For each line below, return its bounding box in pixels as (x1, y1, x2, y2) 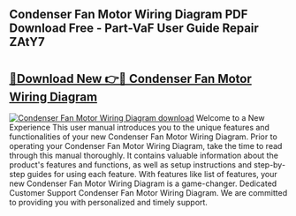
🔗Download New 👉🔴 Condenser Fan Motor (9, 71, 252, 86)
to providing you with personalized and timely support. (9, 197, 208, 207)
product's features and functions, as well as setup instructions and (9, 160, 252, 170)
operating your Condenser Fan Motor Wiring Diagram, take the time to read (9, 141, 283, 151)
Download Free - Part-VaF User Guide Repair (9, 21, 259, 36)
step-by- (253, 160, 285, 170)
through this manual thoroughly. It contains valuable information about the (9, 150, 278, 160)
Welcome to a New (195, 113, 265, 123)
